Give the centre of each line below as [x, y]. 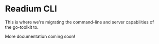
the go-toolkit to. [22, 27]
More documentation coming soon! [40, 36]
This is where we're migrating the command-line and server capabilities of [79, 22]
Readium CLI [31, 9]
